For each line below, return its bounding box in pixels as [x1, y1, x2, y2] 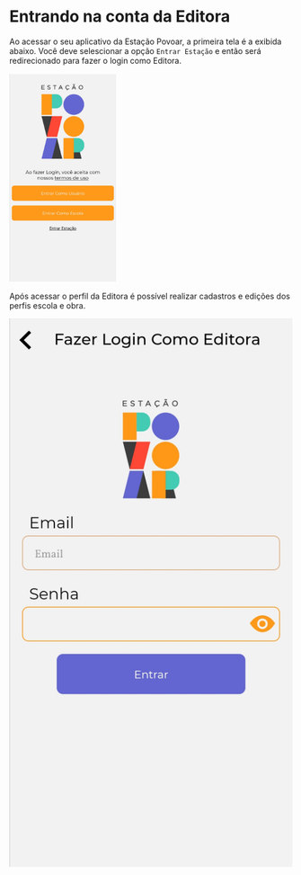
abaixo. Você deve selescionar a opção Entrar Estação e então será [9, 45, 262, 56]
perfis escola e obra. [9, 300, 86, 311]
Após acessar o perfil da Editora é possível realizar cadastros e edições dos [9, 290, 290, 302]
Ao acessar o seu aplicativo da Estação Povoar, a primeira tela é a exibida [9, 36, 282, 47]
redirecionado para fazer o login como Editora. [9, 55, 182, 66]
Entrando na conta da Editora [9, 6, 231, 27]
